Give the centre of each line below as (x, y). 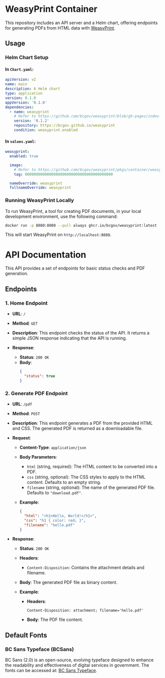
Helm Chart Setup (27, 58)
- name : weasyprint (29, 112)
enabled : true (24, 156)
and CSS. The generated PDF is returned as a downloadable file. (77, 428)
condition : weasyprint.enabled (46, 130)
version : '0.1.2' (32, 121)
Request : (22, 438)
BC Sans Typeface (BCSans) (40, 649)
